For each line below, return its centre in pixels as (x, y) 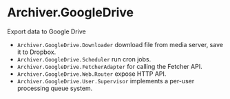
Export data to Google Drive (46, 31)
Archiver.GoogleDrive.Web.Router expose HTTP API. (92, 74)
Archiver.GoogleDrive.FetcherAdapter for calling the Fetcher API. (109, 66)
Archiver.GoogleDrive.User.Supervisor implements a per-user (106, 81)
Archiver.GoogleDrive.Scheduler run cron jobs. (84, 59)
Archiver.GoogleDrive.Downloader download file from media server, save (120, 44)
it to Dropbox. (36, 52)
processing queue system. (55, 88)
